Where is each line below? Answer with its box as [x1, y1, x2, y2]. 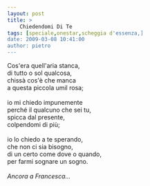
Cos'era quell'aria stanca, [7, 62, 80, 69]
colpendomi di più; [7, 121, 60, 128]
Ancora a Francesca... [7, 172, 71, 180]
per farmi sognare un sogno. [7, 158, 88, 165]
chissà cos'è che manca [7, 76, 76, 84]
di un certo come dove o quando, [7, 150, 102, 158]
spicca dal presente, [7, 113, 66, 121]
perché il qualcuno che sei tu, [7, 105, 91, 114]
